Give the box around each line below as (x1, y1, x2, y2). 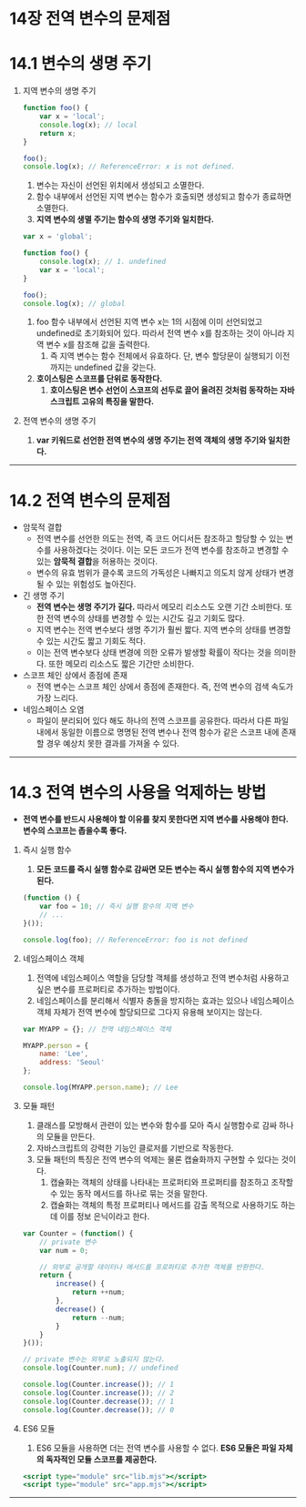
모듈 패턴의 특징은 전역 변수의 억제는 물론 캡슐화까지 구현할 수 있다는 (36, 1154, 280, 1165)
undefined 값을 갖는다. (74, 361, 157, 373)
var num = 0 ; (39, 1246, 89, 1255)
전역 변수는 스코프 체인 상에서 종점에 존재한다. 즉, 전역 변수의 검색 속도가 (36, 681, 294, 692)
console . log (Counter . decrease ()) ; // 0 (22, 1405, 175, 1414)
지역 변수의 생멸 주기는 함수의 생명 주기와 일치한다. (36, 214, 214, 225)
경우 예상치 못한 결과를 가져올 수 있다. (46, 738, 180, 749)
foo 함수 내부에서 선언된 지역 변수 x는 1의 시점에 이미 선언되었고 (36, 316, 262, 328)
